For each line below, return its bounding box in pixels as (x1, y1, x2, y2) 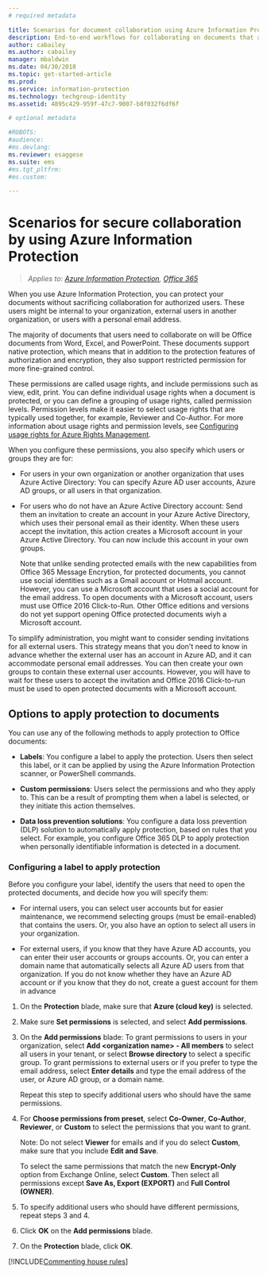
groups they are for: (8, 454, 74, 463)
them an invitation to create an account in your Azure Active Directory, (19, 510, 250, 519)
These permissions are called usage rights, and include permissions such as (8, 379, 258, 389)
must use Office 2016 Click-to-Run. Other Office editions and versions (19, 601, 250, 611)
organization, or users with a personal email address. (8, 315, 182, 324)
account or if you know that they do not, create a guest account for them (19, 978, 258, 987)
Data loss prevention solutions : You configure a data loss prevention (19, 817, 247, 826)
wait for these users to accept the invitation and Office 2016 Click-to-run (8, 676, 246, 685)
